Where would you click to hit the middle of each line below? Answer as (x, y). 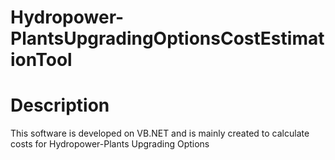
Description (60, 105)
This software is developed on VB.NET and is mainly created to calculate (160, 133)
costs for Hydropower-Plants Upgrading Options (110, 144)
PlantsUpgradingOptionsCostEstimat (167, 38)
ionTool (41, 60)
